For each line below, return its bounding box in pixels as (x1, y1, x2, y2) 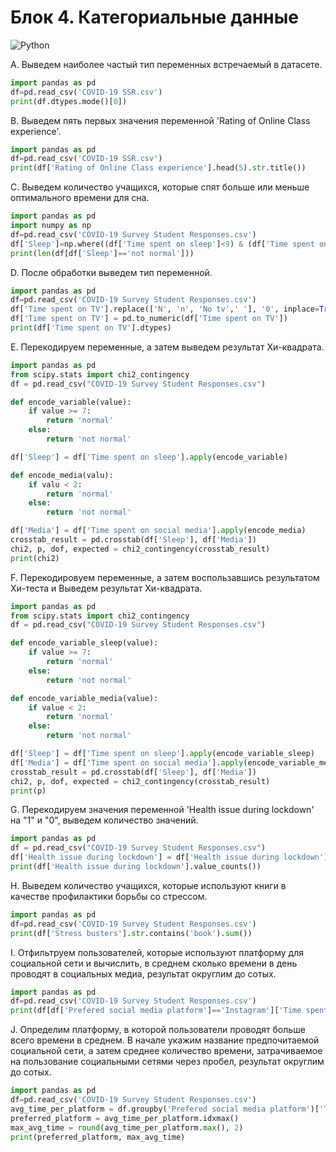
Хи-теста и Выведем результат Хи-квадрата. (10, 582, 203, 594)
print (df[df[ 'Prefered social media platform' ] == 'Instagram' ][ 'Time (10, 1006, 302, 1016)
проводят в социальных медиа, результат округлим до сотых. (10, 967, 277, 980)
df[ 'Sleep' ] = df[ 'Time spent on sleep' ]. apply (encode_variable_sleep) (10, 749, 315, 759)
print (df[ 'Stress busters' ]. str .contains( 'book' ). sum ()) (10, 928, 253, 938)
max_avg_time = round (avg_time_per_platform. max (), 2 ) (10, 1122, 244, 1133)
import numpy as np (10, 221, 92, 231)
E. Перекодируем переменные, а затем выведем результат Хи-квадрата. (10, 341, 325, 353)
